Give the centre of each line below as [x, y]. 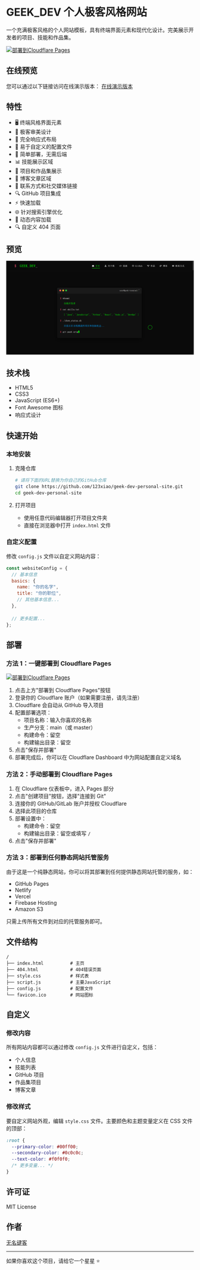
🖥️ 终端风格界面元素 [38, 122]
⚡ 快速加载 [28, 202]
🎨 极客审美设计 [33, 131]
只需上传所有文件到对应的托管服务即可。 [56, 921]
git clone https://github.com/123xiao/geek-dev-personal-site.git [99, 486]
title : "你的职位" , [39, 594]
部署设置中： [30, 818]
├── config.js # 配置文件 [50, 988]
